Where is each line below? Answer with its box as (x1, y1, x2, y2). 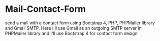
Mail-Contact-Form (5, 3, 86, 15)
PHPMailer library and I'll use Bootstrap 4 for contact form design (5, 30, 138, 36)
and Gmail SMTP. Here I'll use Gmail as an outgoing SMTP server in (5, 25, 142, 31)
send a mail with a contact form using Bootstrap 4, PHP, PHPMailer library (5, 20, 155, 26)
